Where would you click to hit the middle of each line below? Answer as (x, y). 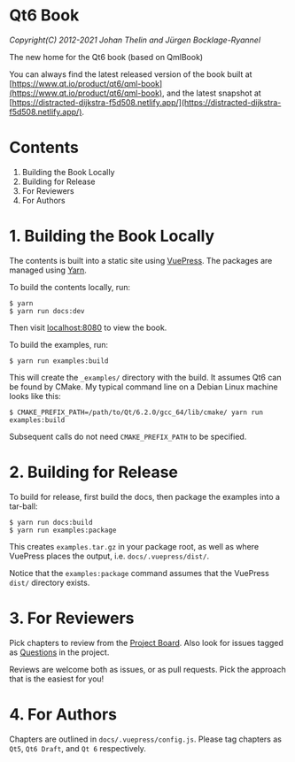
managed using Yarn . (48, 270)
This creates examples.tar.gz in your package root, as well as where (134, 546)
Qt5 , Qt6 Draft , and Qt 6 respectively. (78, 748)
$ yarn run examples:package (63, 530)
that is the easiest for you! (57, 679)
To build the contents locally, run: (70, 287)
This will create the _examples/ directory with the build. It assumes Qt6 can (145, 377)
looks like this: (35, 396)
